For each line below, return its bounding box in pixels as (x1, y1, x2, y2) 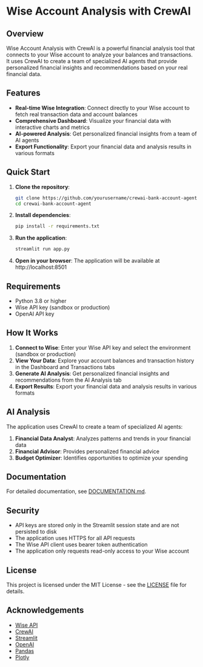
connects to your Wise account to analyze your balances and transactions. (6, 51, 193, 58)
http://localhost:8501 (15, 263, 67, 271)
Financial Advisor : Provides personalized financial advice (15, 448, 159, 455)
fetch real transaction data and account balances (15, 111, 138, 118)
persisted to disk (15, 528, 57, 536)
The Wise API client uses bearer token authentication (15, 541, 148, 548)
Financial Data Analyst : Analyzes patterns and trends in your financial (15, 435, 191, 442)
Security (6, 505, 39, 516)
